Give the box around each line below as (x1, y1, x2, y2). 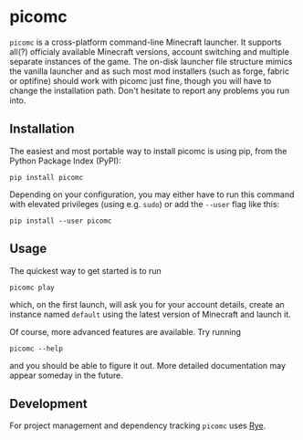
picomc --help (9, 344, 64, 353)
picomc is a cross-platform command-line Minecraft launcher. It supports (9, 37, 282, 47)
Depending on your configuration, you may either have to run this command (9, 189, 295, 200)
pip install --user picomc (9, 216, 112, 225)
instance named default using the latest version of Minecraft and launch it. (9, 309, 292, 320)
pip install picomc (9, 173, 84, 182)
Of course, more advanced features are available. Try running (9, 326, 242, 337)
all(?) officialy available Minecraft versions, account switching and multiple (9, 46, 290, 57)
